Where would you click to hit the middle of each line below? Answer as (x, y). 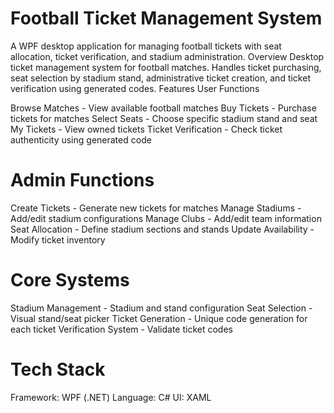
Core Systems (70, 280)
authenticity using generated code (81, 139)
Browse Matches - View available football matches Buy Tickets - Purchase (163, 108)
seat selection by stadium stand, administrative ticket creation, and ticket (160, 78)
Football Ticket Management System (166, 18)
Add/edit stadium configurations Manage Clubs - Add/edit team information (166, 218)
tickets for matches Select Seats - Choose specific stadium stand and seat (164, 118)
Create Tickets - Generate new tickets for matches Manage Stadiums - (156, 208)
